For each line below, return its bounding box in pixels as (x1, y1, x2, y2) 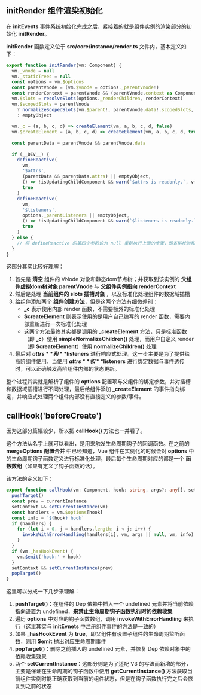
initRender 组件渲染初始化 (6, 5, 103, 16)
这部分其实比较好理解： (6, 263, 64, 270)
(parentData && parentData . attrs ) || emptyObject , (22, 173, 151, 179)
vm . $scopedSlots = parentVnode (11, 101, 90, 107)
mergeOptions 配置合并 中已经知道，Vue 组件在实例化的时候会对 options (6, 447, 188, 455)
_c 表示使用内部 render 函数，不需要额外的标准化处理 (23, 306, 156, 313)
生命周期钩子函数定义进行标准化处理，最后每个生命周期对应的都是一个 (11, 455, 184, 462)
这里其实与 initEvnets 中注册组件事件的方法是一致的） (25, 623, 159, 630)
